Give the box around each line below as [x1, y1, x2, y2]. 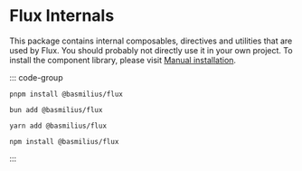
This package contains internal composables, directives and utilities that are [9, 35, 293, 46]
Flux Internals [9, 5, 115, 26]
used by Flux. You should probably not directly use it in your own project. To [9, 44, 293, 55]
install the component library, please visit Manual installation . [9, 54, 237, 65]
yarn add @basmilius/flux [9, 121, 107, 130]
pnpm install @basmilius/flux [9, 90, 124, 99]
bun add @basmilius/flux [9, 105, 103, 114]
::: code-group [9, 71, 63, 82]
